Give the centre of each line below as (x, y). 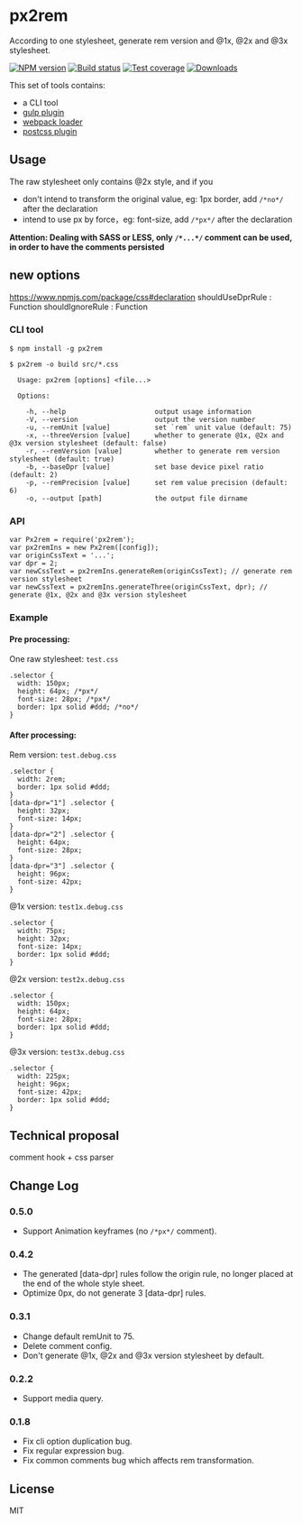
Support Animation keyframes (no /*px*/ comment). (119, 1231)
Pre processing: (40, 639)
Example (29, 618)
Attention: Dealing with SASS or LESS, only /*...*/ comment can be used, (151, 237)
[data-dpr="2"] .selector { (62, 835)
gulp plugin (43, 112)
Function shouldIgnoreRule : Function (79, 307)
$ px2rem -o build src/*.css (64, 364)
